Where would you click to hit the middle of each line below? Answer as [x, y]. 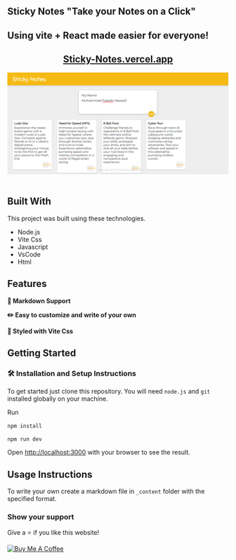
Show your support [41, 516]
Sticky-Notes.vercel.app [118, 59]
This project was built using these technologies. [77, 218]
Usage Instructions [50, 474]
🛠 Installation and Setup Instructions [72, 373]
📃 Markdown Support [39, 300]
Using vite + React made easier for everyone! [108, 35]
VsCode [29, 254]
